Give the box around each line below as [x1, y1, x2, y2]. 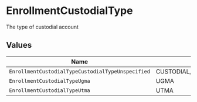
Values [6, 40, 32, 50]
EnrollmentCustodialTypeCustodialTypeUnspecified [9, 68, 151, 75]
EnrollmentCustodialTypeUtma [9, 87, 90, 94]
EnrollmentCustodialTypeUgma [9, 78, 90, 84]
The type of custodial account [6, 23, 79, 30]
